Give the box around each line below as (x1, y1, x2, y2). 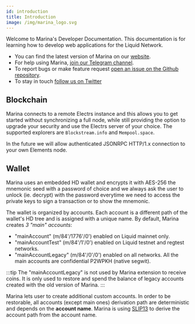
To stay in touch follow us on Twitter (14, 78, 102, 85)
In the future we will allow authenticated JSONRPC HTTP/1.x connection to (6, 140, 186, 147)
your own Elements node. (6, 147, 68, 154)
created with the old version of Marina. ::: (6, 281, 105, 288)
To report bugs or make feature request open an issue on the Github (14, 66, 179, 73)
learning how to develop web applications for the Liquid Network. (6, 42, 163, 49)
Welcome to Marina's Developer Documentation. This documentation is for (6, 36, 186, 43)
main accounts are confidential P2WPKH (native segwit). (14, 258, 151, 264)
